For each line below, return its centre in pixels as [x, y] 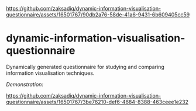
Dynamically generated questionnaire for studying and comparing [85, 67]
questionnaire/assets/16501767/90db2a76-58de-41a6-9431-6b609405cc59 [98, 15]
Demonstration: [25, 84]
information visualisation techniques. [50, 73]
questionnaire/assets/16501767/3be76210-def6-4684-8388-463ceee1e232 [97, 102]
